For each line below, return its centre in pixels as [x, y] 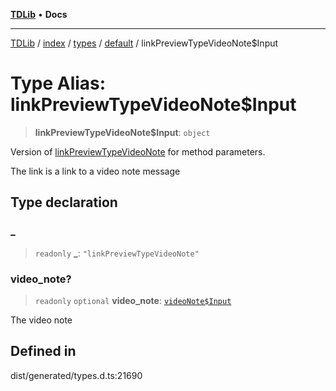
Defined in [43, 351]
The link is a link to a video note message [95, 171]
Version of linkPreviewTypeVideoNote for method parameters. [138, 151]
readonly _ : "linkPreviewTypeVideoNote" [117, 253]
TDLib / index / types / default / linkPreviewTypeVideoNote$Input [144, 43]
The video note [41, 320]
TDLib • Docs [39, 14]
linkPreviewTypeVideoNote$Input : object [122, 132]
